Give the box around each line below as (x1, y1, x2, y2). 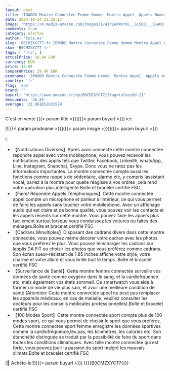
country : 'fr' (5, 78, 35, 83)
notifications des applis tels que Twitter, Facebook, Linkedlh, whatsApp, (12, 158, 162, 164)
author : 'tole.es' (5, 36, 44, 41)
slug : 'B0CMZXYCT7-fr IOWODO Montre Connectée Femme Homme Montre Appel (5, 41, 162, 46)
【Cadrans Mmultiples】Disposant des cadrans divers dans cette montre (12, 229, 165, 235)
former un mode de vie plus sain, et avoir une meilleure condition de (12, 285, 155, 291)
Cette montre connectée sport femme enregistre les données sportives (12, 323, 161, 329)
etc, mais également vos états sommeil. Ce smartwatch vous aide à (12, 279, 153, 285)
